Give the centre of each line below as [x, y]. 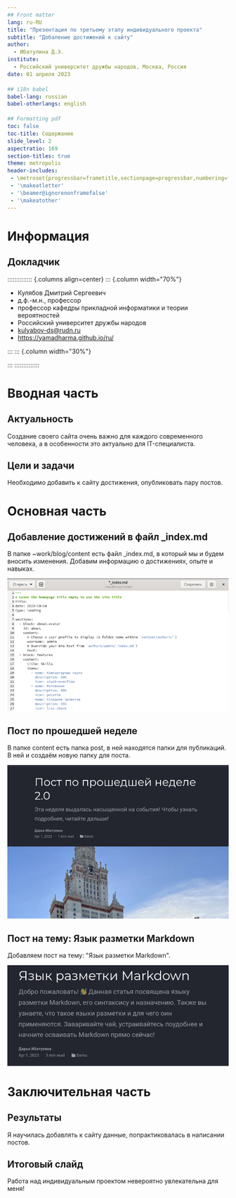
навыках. [21, 569]
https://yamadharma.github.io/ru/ [66, 337]
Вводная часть [53, 393]
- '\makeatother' [35, 201]
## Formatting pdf [34, 119]
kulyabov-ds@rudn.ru [49, 330]
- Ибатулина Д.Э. [39, 52]
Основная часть [57, 511]
